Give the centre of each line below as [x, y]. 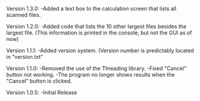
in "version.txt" [25, 57]
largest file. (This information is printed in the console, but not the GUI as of [99, 33]
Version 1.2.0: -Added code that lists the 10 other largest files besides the [96, 26]
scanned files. [24, 15]
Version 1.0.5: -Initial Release [42, 92]
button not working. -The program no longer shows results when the [90, 75]
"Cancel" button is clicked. [39, 81]
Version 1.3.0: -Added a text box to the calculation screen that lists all [91, 9]
